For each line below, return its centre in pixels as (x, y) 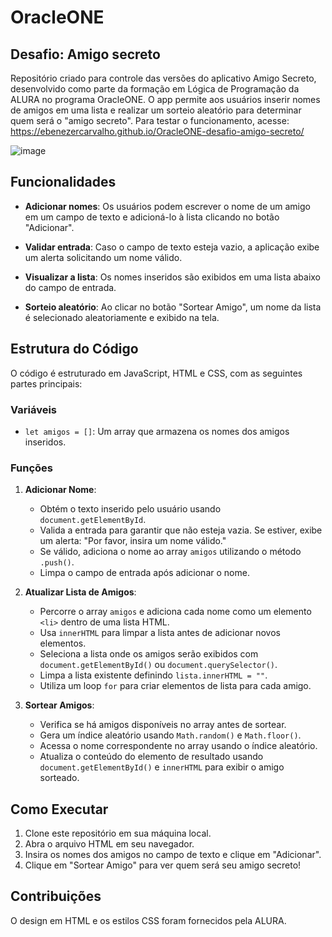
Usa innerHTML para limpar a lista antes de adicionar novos (160, 633)
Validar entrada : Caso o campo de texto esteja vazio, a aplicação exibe (172, 247)
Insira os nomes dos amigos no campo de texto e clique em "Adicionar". (173, 855)
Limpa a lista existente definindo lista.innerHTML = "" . (153, 675)
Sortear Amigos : (59, 705)
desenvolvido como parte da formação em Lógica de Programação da (155, 89)
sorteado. (59, 778)
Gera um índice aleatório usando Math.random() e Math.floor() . (170, 735)
